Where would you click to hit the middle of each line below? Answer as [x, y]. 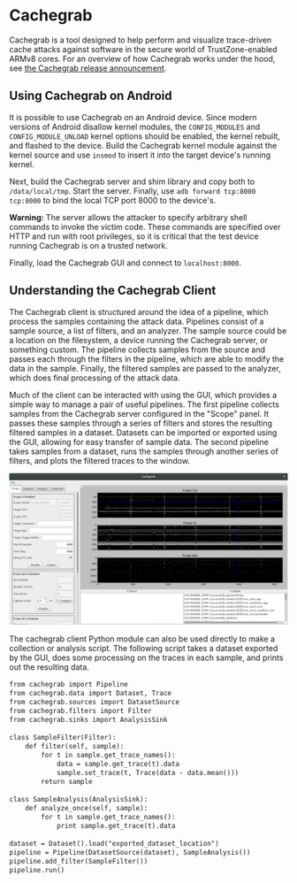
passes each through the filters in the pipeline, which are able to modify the [147, 358]
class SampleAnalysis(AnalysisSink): [79, 800]
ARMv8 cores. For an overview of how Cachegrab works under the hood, [142, 58]
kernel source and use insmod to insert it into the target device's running [140, 155]
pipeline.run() [37, 871]
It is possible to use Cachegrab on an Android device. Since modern [133, 117]
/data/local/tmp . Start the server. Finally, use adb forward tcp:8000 [133, 190]
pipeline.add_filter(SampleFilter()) [79, 862]
